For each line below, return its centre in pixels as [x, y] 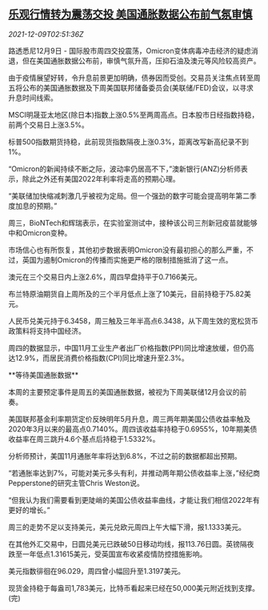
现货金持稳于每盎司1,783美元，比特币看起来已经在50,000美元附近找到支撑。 [134, 588]
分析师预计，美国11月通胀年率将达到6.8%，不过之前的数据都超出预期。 [125, 455]
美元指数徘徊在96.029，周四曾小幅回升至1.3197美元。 [97, 571]
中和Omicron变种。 [40, 233]
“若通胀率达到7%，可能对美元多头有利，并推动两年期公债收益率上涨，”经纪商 [134, 473]
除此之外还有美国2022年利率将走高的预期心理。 [101, 179]
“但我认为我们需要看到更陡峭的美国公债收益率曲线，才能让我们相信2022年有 [134, 500]
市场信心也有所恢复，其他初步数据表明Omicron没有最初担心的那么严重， [128, 250]
